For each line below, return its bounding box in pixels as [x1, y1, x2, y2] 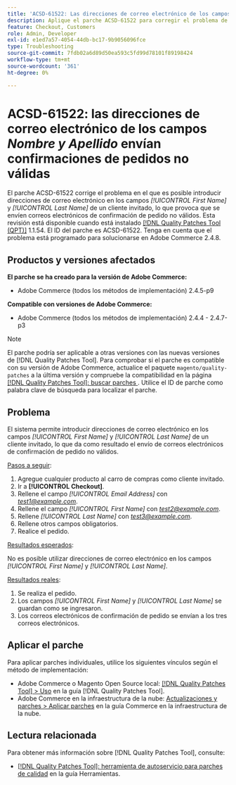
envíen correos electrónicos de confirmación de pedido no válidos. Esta [7, 211, 216, 220]
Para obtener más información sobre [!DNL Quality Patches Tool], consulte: [7, 748, 225, 757]
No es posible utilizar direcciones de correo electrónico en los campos [7, 554, 212, 563]
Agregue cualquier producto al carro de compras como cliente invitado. [17, 475, 225, 483]
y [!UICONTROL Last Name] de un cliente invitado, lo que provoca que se [7, 203, 220, 212]
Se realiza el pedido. [17, 589, 77, 598]
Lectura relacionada [7, 729, 97, 741]
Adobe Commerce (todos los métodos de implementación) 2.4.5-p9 [17, 287, 214, 295]
